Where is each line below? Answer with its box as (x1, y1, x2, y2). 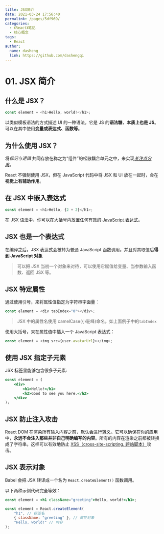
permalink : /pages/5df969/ (5, 16, 60, 21)
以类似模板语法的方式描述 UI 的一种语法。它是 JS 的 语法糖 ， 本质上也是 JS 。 (5, 119, 159, 125)
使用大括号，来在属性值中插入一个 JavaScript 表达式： (5, 329, 115, 335)
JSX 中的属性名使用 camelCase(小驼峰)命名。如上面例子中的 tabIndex (17, 318, 157, 325)
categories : (5, 21, 29, 26)
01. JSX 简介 (5, 76, 55, 87)
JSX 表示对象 (5, 463, 46, 472)
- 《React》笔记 (9, 26, 36, 30)
